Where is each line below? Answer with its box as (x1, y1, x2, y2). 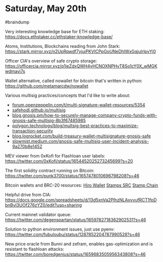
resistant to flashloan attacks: (5, 246, 64, 252)
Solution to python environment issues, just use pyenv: (5, 226, 115, 232)
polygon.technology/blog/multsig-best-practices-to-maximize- (12, 123, 139, 129)
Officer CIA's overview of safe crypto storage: (5, 58, 97, 64)
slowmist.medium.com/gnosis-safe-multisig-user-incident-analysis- (12, 138, 149, 144)
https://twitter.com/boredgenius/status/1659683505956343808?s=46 (5, 251, 146, 257)
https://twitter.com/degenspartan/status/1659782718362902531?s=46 (5, 217, 146, 222)
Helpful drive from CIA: (5, 192, 51, 197)
